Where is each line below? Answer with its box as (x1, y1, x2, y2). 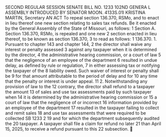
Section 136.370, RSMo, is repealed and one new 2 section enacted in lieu (5, 31, 157, 36)
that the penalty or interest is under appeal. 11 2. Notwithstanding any (5, 78, 148, 84)
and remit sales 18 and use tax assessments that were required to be (5, 110, 146, 116)
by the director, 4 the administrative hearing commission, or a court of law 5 (5, 52, 161, 58)
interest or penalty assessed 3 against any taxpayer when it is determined (5, 47, 157, 52)
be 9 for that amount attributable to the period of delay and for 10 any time (5, 73, 158, 79)
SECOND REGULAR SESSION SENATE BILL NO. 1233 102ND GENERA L (5, 4, 151, 10)
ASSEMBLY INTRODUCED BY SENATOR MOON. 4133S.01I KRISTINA (5, 9, 146, 15)
